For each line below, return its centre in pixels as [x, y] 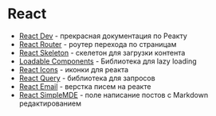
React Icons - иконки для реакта [74, 69]
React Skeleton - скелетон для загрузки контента [102, 52]
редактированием [50, 103]
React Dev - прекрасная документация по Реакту [103, 36]
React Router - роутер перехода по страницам [98, 44]
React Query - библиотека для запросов [87, 78]
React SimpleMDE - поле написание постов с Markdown [114, 95]
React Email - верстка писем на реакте [85, 86]
